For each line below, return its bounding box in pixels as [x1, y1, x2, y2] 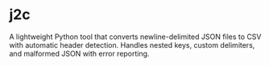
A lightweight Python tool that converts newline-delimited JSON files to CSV [9, 32, 262, 41]
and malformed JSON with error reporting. [9, 49, 150, 58]
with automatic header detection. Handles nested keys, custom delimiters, [9, 40, 255, 49]
